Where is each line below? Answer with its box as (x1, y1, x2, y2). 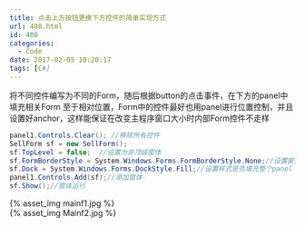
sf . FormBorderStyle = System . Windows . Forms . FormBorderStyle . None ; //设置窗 (9, 156, 295, 165)
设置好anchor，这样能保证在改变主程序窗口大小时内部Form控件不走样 (9, 113, 270, 123)
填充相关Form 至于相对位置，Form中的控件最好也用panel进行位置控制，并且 (9, 101, 294, 112)
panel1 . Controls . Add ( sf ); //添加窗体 (9, 173, 143, 183)
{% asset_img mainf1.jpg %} (9, 198, 115, 209)
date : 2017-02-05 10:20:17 (9, 55, 112, 64)
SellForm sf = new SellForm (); (9, 139, 128, 148)
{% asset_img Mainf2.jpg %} (9, 208, 117, 218)
